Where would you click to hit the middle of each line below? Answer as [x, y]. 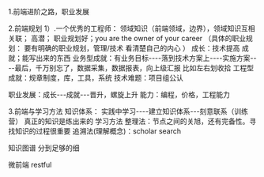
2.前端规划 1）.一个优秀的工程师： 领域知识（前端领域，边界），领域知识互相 [132, 28]
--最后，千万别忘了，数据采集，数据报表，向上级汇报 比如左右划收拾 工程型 [131, 68]
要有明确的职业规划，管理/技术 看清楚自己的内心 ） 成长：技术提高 [132, 48]
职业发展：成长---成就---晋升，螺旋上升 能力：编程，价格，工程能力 [119, 94]
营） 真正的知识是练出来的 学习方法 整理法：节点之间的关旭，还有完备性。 [129, 121]
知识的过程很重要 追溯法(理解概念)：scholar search [98, 131]
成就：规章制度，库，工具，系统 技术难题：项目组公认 [96, 78]
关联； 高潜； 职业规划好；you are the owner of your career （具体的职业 [127, 38]
